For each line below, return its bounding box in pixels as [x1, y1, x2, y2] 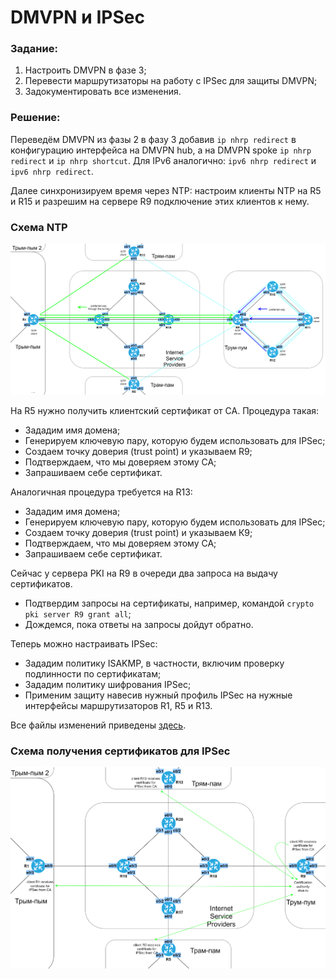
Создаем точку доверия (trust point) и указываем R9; [24, 445, 253, 457]
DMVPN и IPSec [10, 6, 145, 29]
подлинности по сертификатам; [24, 667, 162, 680]
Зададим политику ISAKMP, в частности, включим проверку [24, 657, 285, 669]
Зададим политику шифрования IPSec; [24, 678, 192, 690]
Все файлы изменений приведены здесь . [10, 719, 187, 731]
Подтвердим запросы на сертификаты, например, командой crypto [24, 597, 315, 609]
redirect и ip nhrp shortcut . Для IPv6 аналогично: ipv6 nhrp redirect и [10, 154, 317, 166]
